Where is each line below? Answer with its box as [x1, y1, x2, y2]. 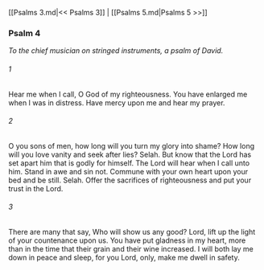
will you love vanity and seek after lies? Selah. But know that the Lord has [8, 149, 252, 159]
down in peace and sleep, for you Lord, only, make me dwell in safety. [8, 252, 240, 262]
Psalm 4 [8, 27, 41, 39]
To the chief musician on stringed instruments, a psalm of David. [8, 46, 224, 55]
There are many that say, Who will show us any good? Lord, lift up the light [8, 227, 256, 236]
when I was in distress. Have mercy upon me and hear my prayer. [8, 97, 225, 108]
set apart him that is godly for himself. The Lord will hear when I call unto [8, 157, 250, 168]
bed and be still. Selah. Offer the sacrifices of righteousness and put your [8, 175, 252, 185]
